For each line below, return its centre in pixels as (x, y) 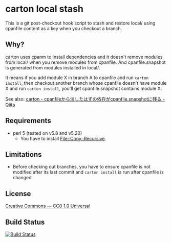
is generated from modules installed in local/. (53, 67)
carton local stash (44, 9)
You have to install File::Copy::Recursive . (63, 138)
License (18, 194)
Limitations (24, 154)
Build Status (25, 222)
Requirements (28, 121)
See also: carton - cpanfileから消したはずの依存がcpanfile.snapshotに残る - (85, 99)
